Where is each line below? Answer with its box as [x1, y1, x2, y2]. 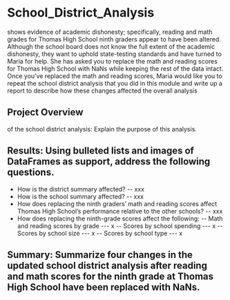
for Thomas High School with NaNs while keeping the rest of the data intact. [7, 64, 224, 73]
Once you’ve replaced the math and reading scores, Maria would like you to [7, 71, 222, 80]
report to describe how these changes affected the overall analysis [7, 86, 198, 95]
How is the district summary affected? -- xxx [17, 185, 145, 193]
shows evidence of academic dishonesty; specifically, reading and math [7, 28, 213, 36]
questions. [7, 167, 55, 178]
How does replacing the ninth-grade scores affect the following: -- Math [17, 214, 223, 223]
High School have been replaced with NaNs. [7, 281, 200, 293]
